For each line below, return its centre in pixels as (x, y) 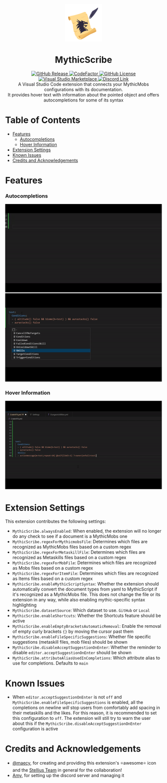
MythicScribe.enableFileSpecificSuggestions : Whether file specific (82, 637)
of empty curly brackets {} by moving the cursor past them (73, 632)
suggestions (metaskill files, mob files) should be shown (70, 642)
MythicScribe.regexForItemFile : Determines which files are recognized (85, 574)
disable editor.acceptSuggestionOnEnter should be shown (72, 653)
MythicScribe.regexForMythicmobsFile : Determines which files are (80, 542)
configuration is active (35, 729)
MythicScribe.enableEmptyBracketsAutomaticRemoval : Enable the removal (87, 626)
